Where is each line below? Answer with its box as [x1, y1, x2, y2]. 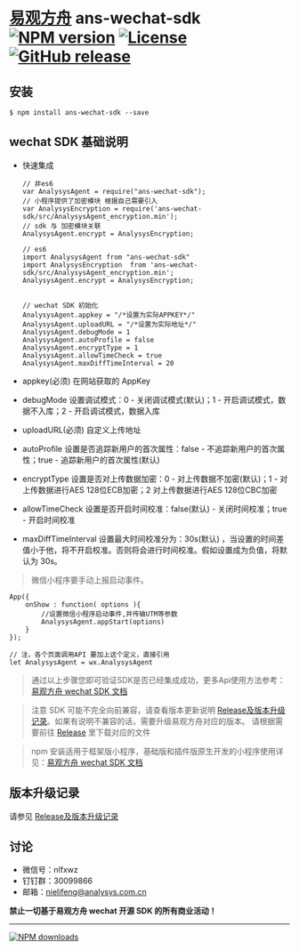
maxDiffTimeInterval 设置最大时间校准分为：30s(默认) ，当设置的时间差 [21, 533, 285, 543]
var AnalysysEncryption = [21, 204, 118, 213]
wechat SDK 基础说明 [9, 134, 129, 149]
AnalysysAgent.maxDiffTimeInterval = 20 [21, 358, 174, 367]
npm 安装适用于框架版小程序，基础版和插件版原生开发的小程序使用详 [30, 745, 284, 756]
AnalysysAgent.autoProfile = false [21, 335, 155, 344]
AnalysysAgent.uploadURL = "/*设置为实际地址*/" [21, 319, 198, 329]
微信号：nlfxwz [21, 865, 78, 875]
